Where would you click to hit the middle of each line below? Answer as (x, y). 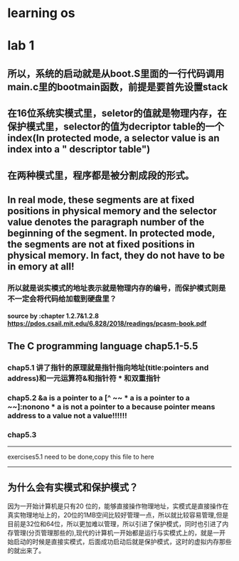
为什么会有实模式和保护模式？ (73, 487)
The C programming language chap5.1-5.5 (103, 346)
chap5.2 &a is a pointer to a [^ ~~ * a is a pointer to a (99, 397)
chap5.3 (22, 434)
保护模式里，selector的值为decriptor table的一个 (116, 127)
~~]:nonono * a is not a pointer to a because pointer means (111, 407)
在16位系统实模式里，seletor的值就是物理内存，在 (117, 113)
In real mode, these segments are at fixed (101, 199)
